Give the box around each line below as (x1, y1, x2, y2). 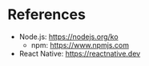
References (7, 6, 86, 24)
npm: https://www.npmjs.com (30, 40, 130, 49)
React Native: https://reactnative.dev (18, 49, 141, 58)
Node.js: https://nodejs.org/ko (18, 32, 119, 41)
